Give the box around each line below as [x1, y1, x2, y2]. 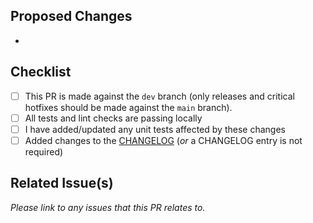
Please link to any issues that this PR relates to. [10, 201, 206, 213]
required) [24, 145, 64, 158]
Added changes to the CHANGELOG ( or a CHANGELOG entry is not [24, 134, 303, 146]
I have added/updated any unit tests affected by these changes [24, 123, 286, 135]
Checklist [10, 64, 72, 81]
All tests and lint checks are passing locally [24, 112, 203, 124]
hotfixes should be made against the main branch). [24, 101, 233, 113]
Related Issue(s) [10, 175, 114, 192]
